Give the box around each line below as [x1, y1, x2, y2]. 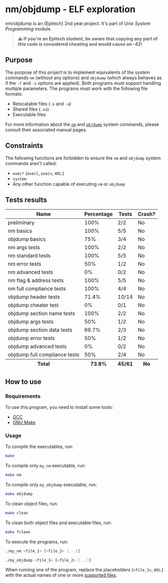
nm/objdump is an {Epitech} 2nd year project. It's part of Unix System [5, 20, 151, 26]
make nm [5, 472, 22, 478]
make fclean [5, 529, 30, 534]
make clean [5, 510, 28, 515]
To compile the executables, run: [5, 443, 73, 450]
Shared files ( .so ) [12, 106, 49, 112]
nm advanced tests [8, 269, 53, 276]
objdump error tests [8, 335, 55, 342]
